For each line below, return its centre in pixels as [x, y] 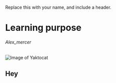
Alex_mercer [18, 42]
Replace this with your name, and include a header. [59, 7]
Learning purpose [43, 28]
